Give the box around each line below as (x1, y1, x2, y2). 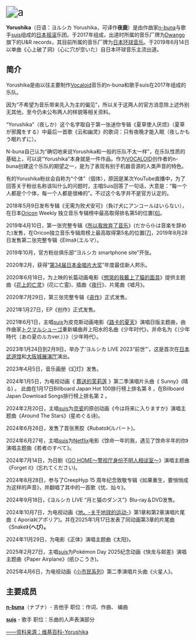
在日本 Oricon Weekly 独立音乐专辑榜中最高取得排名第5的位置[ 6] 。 (6, 209, 165, 216)
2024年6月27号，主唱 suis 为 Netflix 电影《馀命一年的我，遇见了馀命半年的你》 (6, 437, 188, 444)
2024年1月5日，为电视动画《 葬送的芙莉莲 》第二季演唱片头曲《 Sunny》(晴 (6, 378, 188, 385)
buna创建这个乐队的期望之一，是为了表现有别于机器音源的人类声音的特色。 (6, 162, 187, 169)
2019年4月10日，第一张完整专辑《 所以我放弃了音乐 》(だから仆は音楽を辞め (6, 222, 187, 229)
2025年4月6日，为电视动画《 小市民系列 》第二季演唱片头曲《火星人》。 (6, 568, 176, 575)
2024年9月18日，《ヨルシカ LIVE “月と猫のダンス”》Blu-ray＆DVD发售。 (6, 496, 178, 503)
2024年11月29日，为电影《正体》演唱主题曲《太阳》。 (6, 536, 134, 543)
